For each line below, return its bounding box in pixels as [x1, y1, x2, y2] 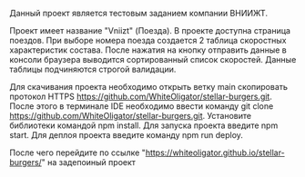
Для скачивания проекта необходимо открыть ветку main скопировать [9, 82, 289, 92]
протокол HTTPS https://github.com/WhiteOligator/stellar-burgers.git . [9, 91, 273, 102]
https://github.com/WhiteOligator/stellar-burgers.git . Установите [9, 111, 252, 121]
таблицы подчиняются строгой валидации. [9, 64, 177, 74]
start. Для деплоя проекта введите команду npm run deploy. [9, 130, 244, 140]
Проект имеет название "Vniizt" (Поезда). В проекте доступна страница [9, 25, 291, 35]
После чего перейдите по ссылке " [9, 147, 146, 158]
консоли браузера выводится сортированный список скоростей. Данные [9, 54, 297, 64]
